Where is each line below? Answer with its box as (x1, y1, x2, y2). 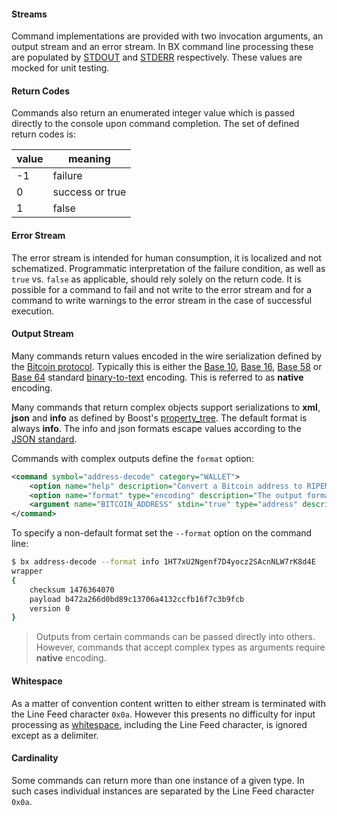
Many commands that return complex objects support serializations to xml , (11, 401, 321, 413)
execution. (11, 305, 55, 317)
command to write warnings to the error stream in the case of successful (11, 294, 313, 306)
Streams (11, 8, 48, 20)
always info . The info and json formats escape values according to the (11, 422, 302, 434)
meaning (67, 152, 111, 166)
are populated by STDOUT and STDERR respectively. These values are (11, 51, 303, 64)
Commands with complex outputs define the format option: (11, 452, 254, 464)
